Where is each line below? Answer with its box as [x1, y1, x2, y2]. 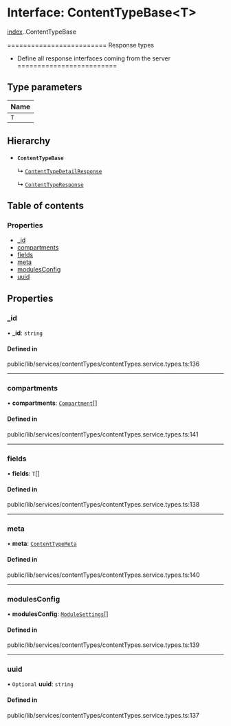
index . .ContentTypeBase [7, 27, 77, 36]
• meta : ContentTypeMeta [7, 540, 77, 548]
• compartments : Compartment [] [7, 399, 98, 407]
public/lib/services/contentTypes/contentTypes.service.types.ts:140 [7, 571, 201, 579]
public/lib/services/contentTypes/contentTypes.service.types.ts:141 [7, 430, 199, 438]
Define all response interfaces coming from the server [16, 54, 170, 63]
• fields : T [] [7, 469, 40, 477]
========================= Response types [7, 41, 155, 49]
